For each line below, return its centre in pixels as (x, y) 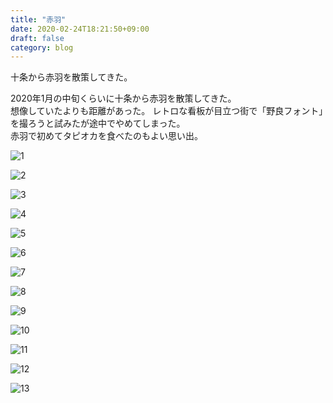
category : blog (42, 47)
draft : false (37, 38)
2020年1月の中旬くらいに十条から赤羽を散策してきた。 (123, 98)
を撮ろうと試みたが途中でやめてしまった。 (98, 123)
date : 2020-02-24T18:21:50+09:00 (80, 29)
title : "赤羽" (38, 19)
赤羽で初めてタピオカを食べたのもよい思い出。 (106, 136)
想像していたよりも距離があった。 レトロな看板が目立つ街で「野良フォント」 (167, 111)
